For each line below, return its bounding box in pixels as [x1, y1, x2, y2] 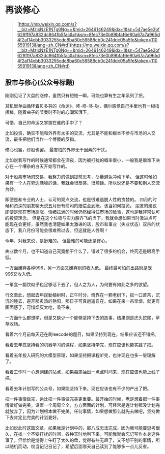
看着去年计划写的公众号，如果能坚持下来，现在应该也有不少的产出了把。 [5, 385, 151, 391]
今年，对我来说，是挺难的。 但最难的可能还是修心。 [5, 237, 110, 244]
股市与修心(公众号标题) [5, 78, 75, 87]
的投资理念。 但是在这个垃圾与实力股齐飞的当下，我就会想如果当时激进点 [5, 215, 153, 221]
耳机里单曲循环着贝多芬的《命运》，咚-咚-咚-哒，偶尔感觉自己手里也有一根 [5, 103, 156, 109]
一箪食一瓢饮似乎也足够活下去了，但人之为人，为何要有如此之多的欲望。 [5, 281, 151, 287]
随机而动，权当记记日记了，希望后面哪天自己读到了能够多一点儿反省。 [9, 443, 151, 449]
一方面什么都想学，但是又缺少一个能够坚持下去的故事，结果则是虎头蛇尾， [5, 315, 156, 321]
